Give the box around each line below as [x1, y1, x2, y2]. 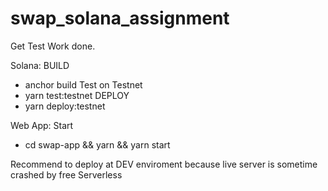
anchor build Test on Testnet [24, 78, 143, 91]
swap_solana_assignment [10, 7, 230, 30]
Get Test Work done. [10, 40, 96, 52]
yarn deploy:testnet [24, 100, 106, 112]
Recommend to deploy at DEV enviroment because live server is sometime [10, 158, 318, 170]
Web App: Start [10, 119, 74, 131]
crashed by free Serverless [10, 168, 123, 181]
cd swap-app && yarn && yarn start [24, 138, 171, 151]
